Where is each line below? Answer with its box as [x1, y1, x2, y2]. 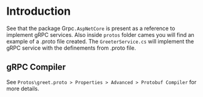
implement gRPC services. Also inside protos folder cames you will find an [6, 31, 194, 38]
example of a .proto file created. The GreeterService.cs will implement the [6, 37, 194, 45]
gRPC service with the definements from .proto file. [6, 44, 136, 52]
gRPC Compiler [6, 62, 66, 72]
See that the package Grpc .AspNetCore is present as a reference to [6, 25, 175, 32]
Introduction [6, 4, 71, 18]
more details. [6, 85, 40, 92]
